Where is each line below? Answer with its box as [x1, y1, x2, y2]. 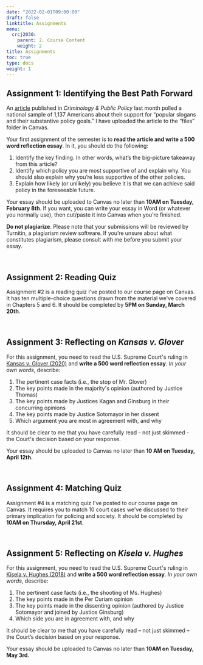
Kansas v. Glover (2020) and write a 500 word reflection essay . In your [6, 359, 187, 367]
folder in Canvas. [6, 124, 49, 131]
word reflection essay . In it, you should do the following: [6, 142, 149, 149]
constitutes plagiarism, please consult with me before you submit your [6, 236, 182, 243]
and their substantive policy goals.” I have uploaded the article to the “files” [6, 117, 195, 125]
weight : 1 [6, 65, 32, 72]
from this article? [15, 160, 58, 168]
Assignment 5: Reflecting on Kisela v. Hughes [6, 548, 184, 559]
